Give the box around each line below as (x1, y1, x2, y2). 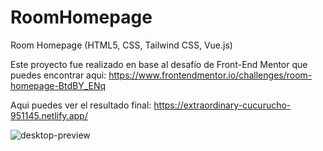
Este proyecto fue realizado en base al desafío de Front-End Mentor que (10, 58, 308, 70)
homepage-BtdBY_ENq (10, 79, 107, 91)
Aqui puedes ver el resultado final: (10, 99, 152, 111)
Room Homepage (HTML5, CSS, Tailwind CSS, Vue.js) (10, 39, 233, 51)
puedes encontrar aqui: (10, 69, 107, 81)
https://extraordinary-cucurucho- (153, 99, 292, 111)
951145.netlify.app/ (10, 109, 88, 121)
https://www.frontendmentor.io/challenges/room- (108, 69, 313, 81)
